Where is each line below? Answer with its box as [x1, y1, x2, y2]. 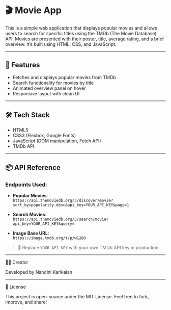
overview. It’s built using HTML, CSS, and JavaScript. [5, 41, 117, 47]
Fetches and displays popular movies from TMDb [12, 74, 116, 80]
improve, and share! [5, 299, 47, 305]
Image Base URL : [12, 230, 49, 237]
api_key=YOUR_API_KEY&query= [12, 221, 75, 226]
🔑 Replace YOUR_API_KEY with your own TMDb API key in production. [17, 245, 160, 251]
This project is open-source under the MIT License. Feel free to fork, [5, 294, 149, 300]
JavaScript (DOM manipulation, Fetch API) [12, 138, 101, 144]
